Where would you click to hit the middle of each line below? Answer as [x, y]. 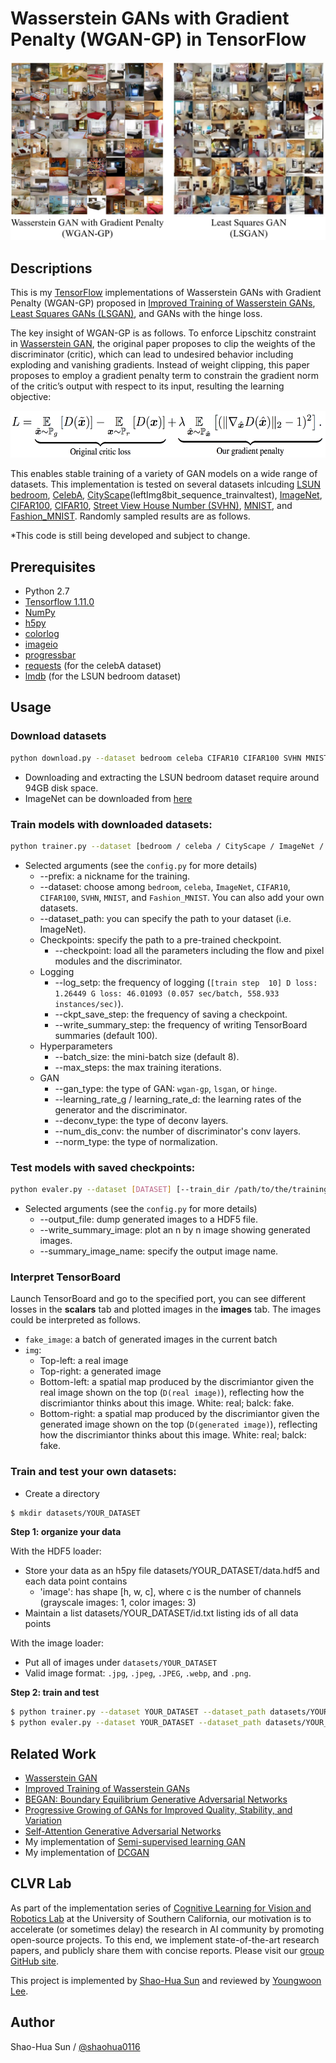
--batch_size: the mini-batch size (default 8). [147, 1056]
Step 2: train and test [55, 1693]
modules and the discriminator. [118, 961]
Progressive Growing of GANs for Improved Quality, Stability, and [158, 1809]
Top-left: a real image [84, 1361]
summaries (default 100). [106, 1035]
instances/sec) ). [89, 1003]
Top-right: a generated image [100, 1371]
